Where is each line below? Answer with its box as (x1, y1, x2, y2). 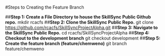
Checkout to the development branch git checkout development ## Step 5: (5, 35, 161, 41)
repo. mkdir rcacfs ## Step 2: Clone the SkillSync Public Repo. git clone (5, 19, 154, 25)
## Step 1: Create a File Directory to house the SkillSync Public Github (5, 14, 151, 19)
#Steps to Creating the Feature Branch (5, 4, 84, 10)
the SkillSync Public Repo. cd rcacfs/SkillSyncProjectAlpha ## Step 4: (5, 30, 150, 35)
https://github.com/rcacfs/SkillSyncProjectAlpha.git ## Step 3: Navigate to (5, 24, 158, 30)
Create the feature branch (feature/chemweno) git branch (5, 40, 127, 46)
